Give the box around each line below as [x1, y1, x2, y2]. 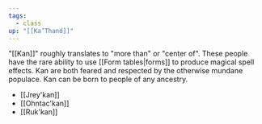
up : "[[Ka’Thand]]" [8, 27, 74, 35]
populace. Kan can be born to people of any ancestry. [8, 74, 188, 85]
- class [15, 19, 42, 27]
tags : [8, 11, 27, 20]
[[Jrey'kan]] [19, 90, 61, 100]
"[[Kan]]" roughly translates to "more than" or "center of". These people [8, 49, 248, 59]
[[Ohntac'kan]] [19, 98, 70, 109]
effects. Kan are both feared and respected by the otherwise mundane [8, 66, 243, 76]
